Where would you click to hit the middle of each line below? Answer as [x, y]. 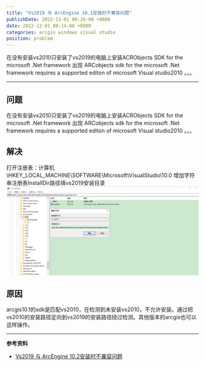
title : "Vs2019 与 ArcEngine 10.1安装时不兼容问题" [69, 13]
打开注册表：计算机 [31, 167]
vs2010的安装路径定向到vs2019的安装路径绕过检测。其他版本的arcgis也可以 [102, 317]
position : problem [30, 39]
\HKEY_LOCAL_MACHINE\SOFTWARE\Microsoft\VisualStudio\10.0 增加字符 [101, 175]
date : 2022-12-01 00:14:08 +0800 [49, 26]
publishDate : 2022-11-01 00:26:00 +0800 [59, 19]
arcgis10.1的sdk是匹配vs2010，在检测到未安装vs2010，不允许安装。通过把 [100, 310]
